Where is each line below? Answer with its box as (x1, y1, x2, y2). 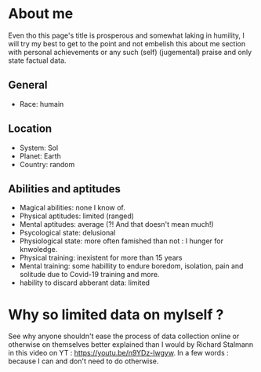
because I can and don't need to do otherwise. (8, 356, 159, 366)
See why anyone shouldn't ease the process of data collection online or (8, 331, 240, 341)
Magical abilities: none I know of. (19, 203, 125, 213)
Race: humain (19, 99, 64, 108)
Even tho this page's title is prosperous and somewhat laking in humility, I (8, 31, 245, 40)
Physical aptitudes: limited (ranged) (19, 211, 135, 221)
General (8, 78, 49, 92)
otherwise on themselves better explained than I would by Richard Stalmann (8, 340, 254, 349)
